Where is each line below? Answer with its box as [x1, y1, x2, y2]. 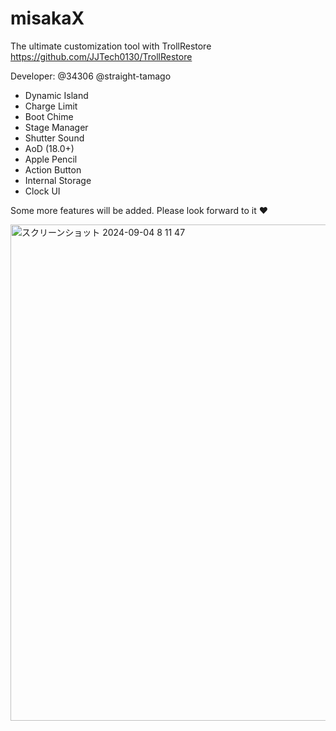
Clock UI [24, 185, 61, 197]
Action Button [24, 163, 82, 176]
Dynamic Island [24, 89, 89, 101]
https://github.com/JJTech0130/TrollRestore [10, 50, 193, 62]
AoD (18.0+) [24, 142, 75, 154]
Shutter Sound [24, 132, 85, 144]
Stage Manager [24, 121, 89, 133]
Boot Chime [24, 110, 74, 122]
